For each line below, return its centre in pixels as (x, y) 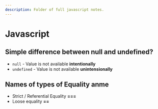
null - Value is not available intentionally (54, 64)
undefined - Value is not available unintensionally (62, 69)
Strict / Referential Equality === (44, 96)
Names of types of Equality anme (57, 85)
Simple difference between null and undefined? (79, 52)
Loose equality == (31, 102)
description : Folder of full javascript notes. (55, 10)
